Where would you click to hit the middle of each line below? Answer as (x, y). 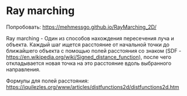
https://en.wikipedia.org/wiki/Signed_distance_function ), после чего (89, 57)
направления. (23, 69)
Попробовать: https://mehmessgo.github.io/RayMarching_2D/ (81, 27)
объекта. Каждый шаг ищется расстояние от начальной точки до (88, 44)
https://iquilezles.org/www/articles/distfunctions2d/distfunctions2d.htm (93, 87)
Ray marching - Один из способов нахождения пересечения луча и (90, 38)
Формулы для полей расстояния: (47, 81)
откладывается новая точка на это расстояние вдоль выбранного (89, 63)
